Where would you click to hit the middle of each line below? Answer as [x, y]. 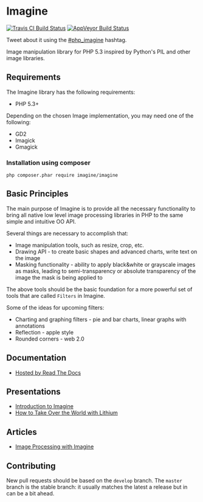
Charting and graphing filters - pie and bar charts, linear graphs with [101, 319]
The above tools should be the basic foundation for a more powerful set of [99, 289]
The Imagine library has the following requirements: [71, 92]
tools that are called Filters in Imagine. [56, 295]
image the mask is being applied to [59, 277]
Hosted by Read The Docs [48, 372]
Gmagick [26, 147]
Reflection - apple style [44, 332]
